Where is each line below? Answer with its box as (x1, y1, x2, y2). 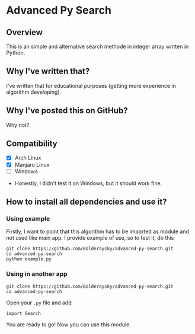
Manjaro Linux (14, 161, 50, 168)
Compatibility (6, 139, 57, 149)
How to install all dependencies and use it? (6, 197, 167, 207)
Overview (6, 27, 43, 37)
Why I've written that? (6, 66, 90, 77)
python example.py (6, 256, 52, 262)
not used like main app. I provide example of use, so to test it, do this (6, 234, 174, 241)
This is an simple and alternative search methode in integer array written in (6, 43, 189, 50)
